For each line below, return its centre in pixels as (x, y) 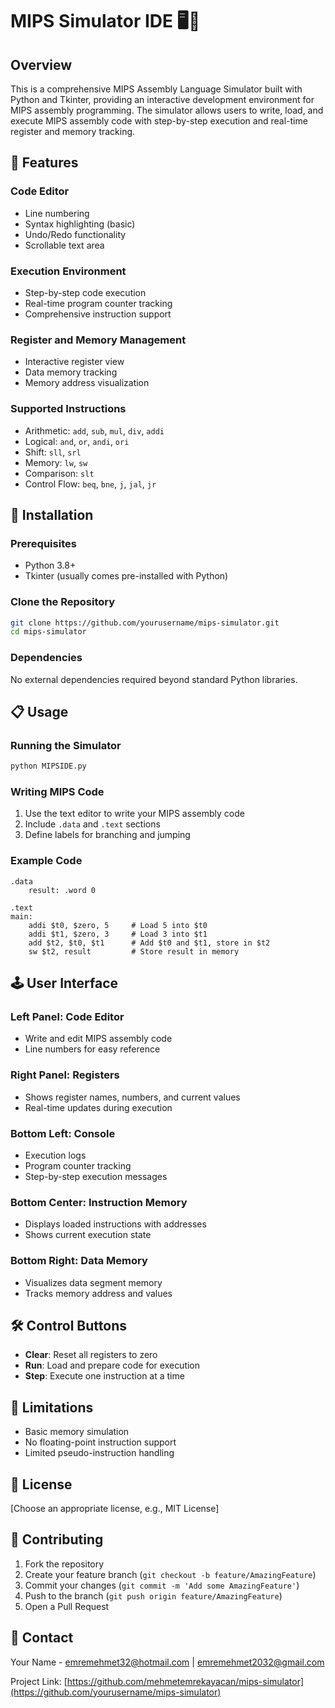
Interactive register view (74, 362)
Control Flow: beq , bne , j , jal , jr (90, 484)
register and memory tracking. (73, 131)
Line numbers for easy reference (92, 1049)
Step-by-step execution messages (96, 1177)
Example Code (46, 861)
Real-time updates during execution (98, 1107)
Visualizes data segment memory (93, 1282)
